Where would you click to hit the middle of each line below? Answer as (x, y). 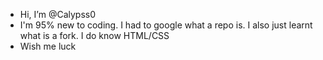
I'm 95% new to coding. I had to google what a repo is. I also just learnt (166, 25)
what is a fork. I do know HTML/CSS (94, 35)
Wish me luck (48, 46)
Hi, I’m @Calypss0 (57, 14)
